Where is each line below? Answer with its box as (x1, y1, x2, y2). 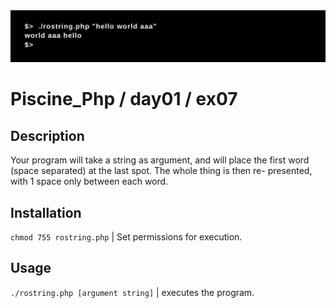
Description (10, 127, 85, 144)
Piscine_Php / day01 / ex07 (10, 88, 238, 111)
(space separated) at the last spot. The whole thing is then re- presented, (10, 165, 313, 177)
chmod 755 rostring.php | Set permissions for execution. (10, 230, 243, 243)
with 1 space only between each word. (10, 175, 169, 188)
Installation (10, 204, 82, 221)
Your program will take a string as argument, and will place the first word (10, 154, 310, 166)
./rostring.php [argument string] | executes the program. (10, 286, 255, 298)
